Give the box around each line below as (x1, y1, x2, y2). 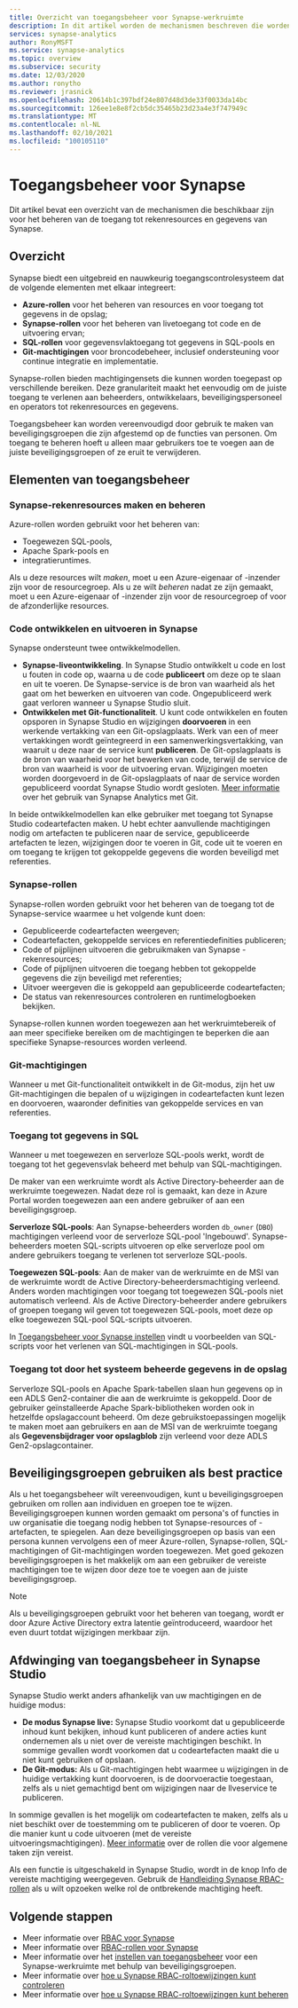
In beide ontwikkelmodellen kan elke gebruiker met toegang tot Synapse (9, 809, 273, 820)
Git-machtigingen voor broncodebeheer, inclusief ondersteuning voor (21, 346, 279, 357)
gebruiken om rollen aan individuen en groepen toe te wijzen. (9, 1499, 233, 1509)
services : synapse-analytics (9, 29, 117, 38)
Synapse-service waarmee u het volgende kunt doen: (9, 908, 206, 918)
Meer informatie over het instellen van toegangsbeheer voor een (21, 1951, 258, 1962)
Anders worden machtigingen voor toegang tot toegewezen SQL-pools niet (9, 1286, 284, 1296)
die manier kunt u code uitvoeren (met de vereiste (9, 1829, 192, 1839)
